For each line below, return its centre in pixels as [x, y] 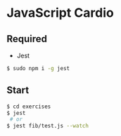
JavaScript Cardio [60, 13]
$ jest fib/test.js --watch [48, 126]
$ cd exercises [29, 107]
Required [27, 39]
